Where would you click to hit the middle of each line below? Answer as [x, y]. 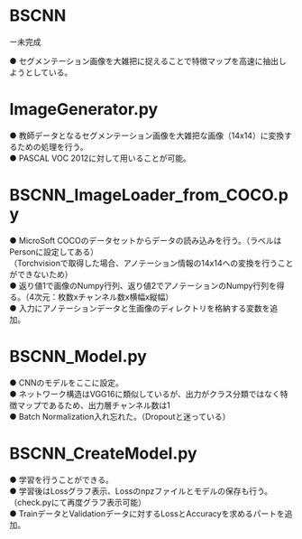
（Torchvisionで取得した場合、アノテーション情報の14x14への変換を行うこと [151, 263]
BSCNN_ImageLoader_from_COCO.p [149, 195]
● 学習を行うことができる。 [62, 479]
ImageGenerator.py [84, 110]
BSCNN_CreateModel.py [103, 453]
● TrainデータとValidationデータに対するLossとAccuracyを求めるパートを [147, 513]
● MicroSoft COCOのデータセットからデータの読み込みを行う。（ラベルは [146, 240]
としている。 [49, 72]
